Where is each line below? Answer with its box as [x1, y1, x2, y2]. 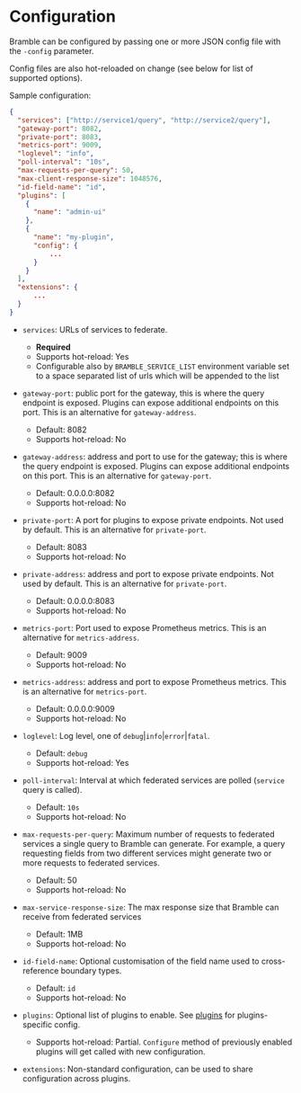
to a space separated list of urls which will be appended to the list [35, 370, 280, 381]
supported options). [9, 72, 83, 83]
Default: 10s [35, 802, 80, 813]
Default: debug [35, 748, 88, 759]
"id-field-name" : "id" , [17, 182, 106, 191]
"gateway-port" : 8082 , [17, 124, 102, 133]
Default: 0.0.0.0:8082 [35, 487, 115, 498]
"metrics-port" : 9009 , [17, 141, 102, 150]
